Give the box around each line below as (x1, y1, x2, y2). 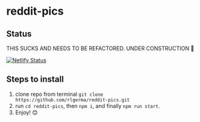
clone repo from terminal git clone (15, 90, 103, 98)
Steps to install (6, 74, 64, 85)
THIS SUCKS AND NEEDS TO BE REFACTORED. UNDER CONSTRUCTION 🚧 (6, 45, 195, 52)
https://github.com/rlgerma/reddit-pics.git (15, 96, 130, 103)
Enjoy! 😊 (15, 109, 38, 116)
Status (6, 29, 32, 39)
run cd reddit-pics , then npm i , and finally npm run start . (15, 102, 160, 109)
